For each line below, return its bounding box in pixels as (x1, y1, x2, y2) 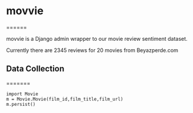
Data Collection (6, 64, 65, 74)
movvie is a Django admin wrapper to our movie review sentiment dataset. (6, 35, 188, 42)
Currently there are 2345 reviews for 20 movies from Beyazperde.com (6, 46, 179, 54)
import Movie (6, 91, 39, 97)
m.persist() (6, 101, 36, 107)
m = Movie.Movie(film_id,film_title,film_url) (6, 96, 124, 102)
